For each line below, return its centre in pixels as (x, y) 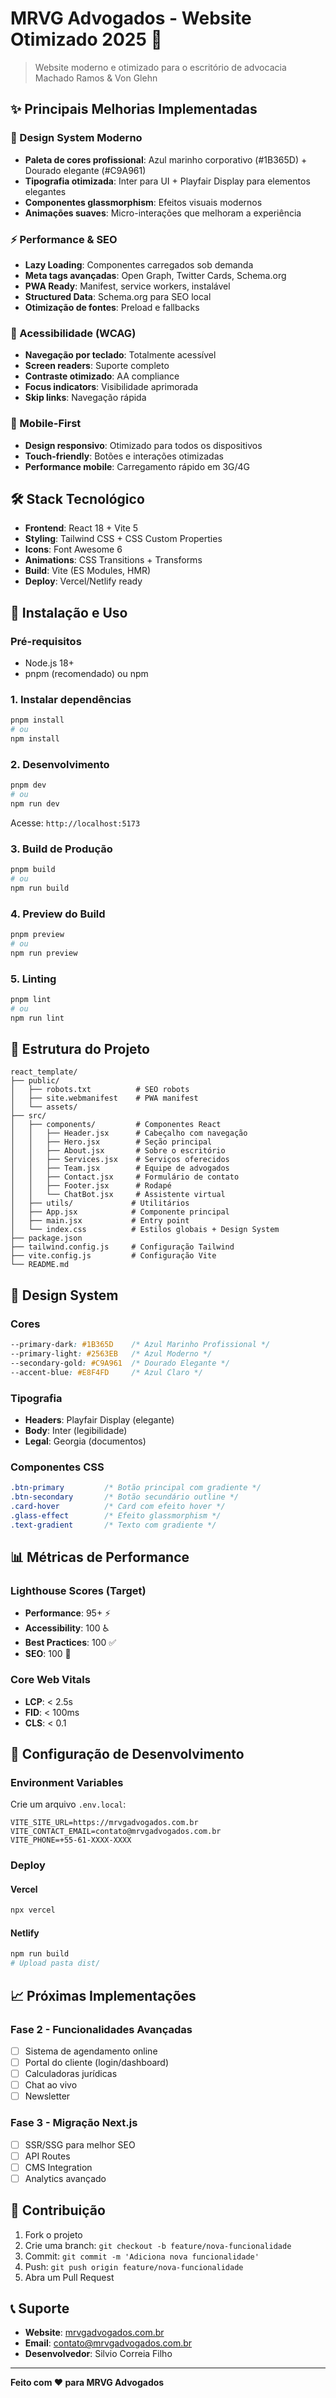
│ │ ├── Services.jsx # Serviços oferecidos (120, 1160)
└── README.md (40, 1265)
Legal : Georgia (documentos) (85, 1441)
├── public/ (35, 1081)
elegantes (45, 191)
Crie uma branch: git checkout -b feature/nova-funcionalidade (158, 2245)
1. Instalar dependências (71, 699)
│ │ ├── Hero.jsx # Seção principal (111, 1142)
